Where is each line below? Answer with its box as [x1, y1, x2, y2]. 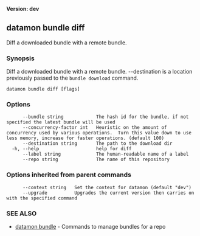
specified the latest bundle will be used [6, 119, 116, 125]
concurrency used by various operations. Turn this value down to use [6, 130, 191, 136]
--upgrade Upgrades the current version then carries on [22, 190, 195, 196]
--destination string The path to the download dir [22, 141, 173, 147]
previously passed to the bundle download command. [6, 74, 139, 82]
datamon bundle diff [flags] [6, 86, 80, 92]
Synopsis [6, 54, 35, 63]
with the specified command [6, 195, 78, 201]
